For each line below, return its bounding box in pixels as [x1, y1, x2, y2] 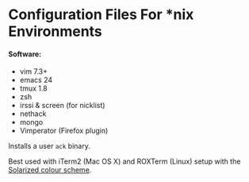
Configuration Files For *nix [8, 6, 194, 24]
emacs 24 [19, 76, 53, 85]
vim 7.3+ [19, 67, 48, 76]
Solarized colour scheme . [8, 165, 92, 175]
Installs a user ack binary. [8, 141, 91, 151]
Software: [8, 49, 42, 59]
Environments [8, 22, 103, 41]
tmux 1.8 [19, 83, 48, 93]
